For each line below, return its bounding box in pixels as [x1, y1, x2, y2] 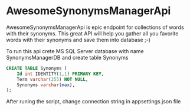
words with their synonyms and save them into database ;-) [6, 36, 151, 43]
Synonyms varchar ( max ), [17, 81, 76, 88]
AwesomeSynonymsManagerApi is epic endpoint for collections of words [6, 24, 184, 31]
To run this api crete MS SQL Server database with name [6, 47, 145, 54]
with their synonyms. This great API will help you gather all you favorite [6, 30, 179, 37]
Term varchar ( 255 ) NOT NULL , [17, 76, 89, 82]
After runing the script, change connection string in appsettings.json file [6, 98, 181, 105]
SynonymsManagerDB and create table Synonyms [6, 54, 129, 61]
